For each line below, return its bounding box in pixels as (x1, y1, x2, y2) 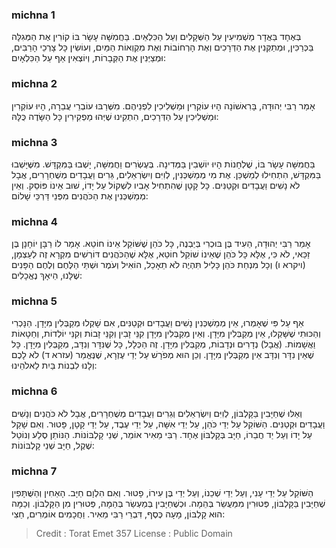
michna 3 (11, 135, 58, 149)
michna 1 (11, 8, 56, 22)
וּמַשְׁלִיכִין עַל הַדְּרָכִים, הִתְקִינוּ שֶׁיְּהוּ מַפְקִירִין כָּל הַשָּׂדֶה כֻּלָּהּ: (11, 110, 219, 122)
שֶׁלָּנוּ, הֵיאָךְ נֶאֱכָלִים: (11, 269, 83, 282)
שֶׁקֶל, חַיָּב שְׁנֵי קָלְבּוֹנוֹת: (11, 439, 95, 451)
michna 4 (11, 214, 58, 228)
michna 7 (11, 464, 58, 478)
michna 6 (11, 384, 58, 398)
